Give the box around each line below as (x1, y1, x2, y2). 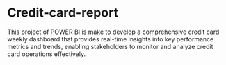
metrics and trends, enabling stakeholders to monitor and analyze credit (7, 42, 213, 50)
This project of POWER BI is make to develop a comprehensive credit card (7, 28, 220, 36)
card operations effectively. (7, 50, 86, 58)
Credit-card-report (7, 5, 119, 21)
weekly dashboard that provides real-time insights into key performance (7, 35, 214, 43)
